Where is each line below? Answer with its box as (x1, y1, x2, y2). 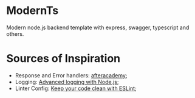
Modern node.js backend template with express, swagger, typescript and (6, 24, 190, 31)
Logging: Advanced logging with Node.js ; (15, 78, 119, 85)
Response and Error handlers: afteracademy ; (15, 71, 128, 79)
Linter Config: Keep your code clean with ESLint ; (15, 85, 137, 92)
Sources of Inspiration (6, 52, 121, 66)
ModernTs (6, 4, 59, 18)
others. (6, 30, 24, 37)
